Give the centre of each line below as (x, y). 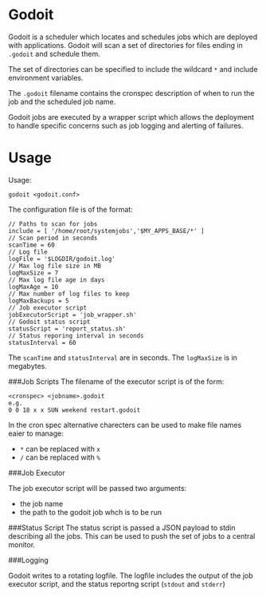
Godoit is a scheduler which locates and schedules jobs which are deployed (133, 37)
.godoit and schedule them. (55, 53)
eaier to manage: (36, 433)
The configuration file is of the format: (70, 209)
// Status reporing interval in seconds (76, 336)
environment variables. (46, 77)
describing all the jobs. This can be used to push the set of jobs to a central (132, 536)
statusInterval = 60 (43, 342)
